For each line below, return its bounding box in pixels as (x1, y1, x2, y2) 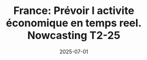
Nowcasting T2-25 (27, 29, 121, 42)
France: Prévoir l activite (13, 4, 135, 17)
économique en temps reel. (5, 16, 142, 30)
